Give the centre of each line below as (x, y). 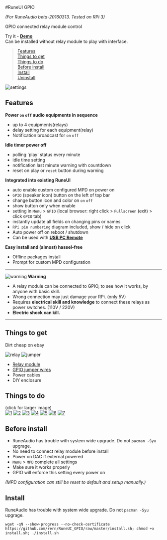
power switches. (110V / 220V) (43, 307)
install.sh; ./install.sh (32, 533)
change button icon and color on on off (52, 200)
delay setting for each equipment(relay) (53, 130)
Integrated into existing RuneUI (38, 180)
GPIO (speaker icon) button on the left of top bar (61, 195)
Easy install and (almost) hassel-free (44, 247)
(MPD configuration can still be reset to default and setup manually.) (76, 482)
